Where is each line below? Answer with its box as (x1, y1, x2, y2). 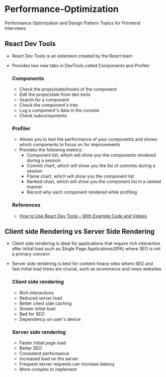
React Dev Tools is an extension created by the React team (11, 53, 133, 59)
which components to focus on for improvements (19, 142, 120, 148)
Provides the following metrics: (19, 147, 83, 153)
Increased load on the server (19, 356, 79, 362)
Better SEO (19, 345, 42, 351)
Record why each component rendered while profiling (26, 189, 137, 195)
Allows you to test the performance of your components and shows (19, 136, 158, 142)
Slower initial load (19, 305, 56, 311)
